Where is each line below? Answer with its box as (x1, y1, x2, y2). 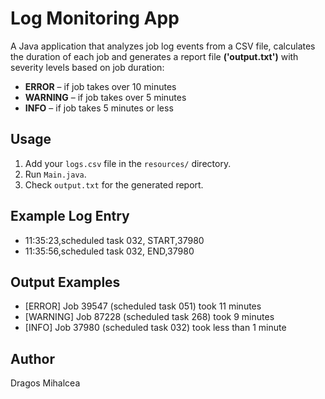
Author (10, 350, 55, 367)
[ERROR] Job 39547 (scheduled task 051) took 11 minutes (24, 300, 262, 312)
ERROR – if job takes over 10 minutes (24, 80, 177, 92)
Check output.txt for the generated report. (24, 178, 204, 191)
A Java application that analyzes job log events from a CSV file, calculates (10, 40, 316, 52)
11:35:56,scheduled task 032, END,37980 (24, 245, 195, 257)
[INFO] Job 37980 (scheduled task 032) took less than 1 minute (24, 322, 287, 334)
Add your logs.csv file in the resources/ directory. (24, 157, 232, 169)
